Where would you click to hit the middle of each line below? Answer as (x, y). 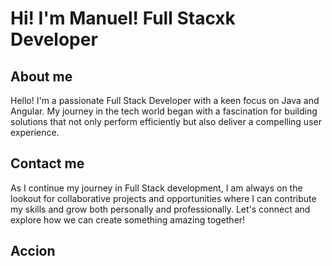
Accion (33, 251)
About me (41, 76)
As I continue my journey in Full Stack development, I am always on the (156, 188)
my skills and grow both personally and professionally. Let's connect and (160, 209)
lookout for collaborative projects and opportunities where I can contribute (163, 198)
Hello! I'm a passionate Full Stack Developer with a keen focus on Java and (165, 100)
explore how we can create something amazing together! (128, 219)
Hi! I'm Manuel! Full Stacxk (123, 18)
